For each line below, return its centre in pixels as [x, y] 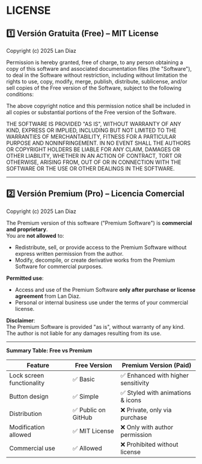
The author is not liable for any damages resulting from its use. [84, 333]
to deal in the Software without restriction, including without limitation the [97, 75]
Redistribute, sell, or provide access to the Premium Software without [101, 247]
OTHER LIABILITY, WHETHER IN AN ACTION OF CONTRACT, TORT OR [94, 156]
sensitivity [134, 383]
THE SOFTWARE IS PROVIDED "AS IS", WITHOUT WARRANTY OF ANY [94, 124]
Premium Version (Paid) [157, 365]
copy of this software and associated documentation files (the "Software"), [99, 69]
